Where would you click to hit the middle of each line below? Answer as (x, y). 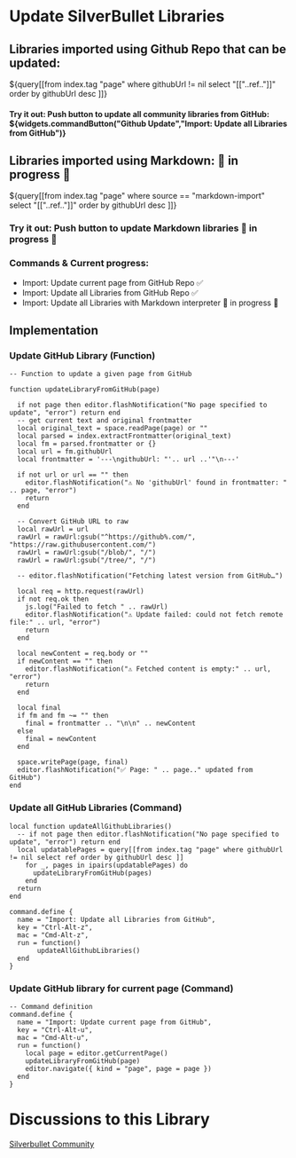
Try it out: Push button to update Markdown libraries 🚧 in (133, 228)
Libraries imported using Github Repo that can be (148, 49)
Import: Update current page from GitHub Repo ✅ (113, 282)
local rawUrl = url (53, 530)
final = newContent (61, 739)
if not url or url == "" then (73, 475)
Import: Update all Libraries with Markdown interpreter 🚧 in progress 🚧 (150, 303)
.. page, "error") (43, 491)
